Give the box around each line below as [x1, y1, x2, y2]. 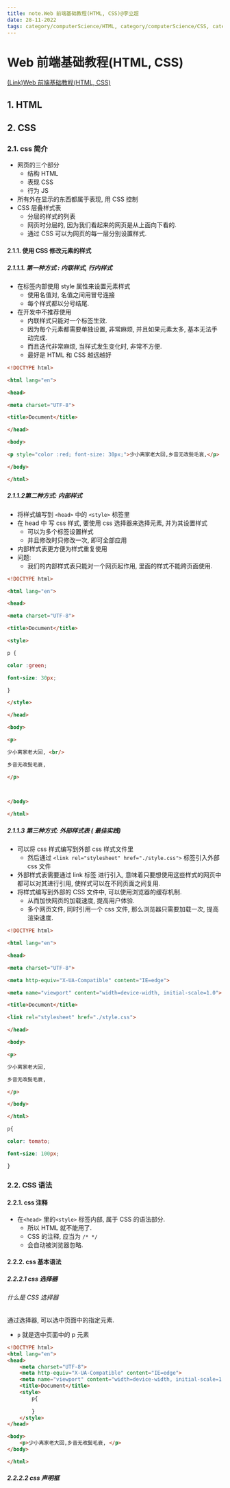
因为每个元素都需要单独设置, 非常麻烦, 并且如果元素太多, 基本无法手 [27, 325, 218, 333]
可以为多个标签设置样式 [27, 527, 94, 535]
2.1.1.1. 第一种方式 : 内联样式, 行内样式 [7, 264, 113, 272]
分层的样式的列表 [27, 212, 76, 220]
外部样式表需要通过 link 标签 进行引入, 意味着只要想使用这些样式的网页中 [16, 871, 222, 879]
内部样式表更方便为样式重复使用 [16, 544, 107, 553]
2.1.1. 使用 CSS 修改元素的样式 [7, 246, 92, 255]
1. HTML [7, 99, 42, 111]
